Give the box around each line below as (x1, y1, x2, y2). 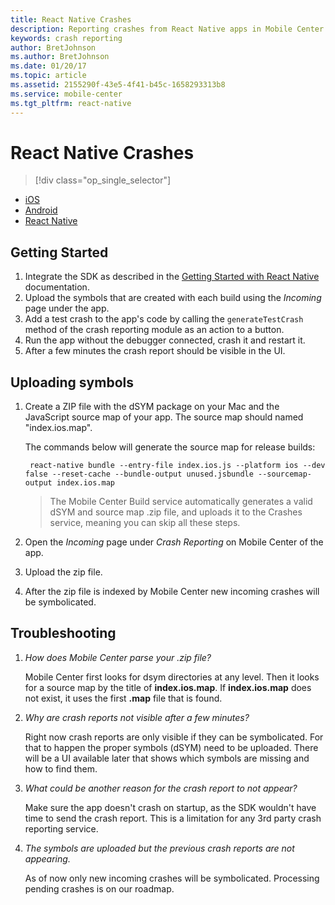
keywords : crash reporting (10, 33, 123, 43)
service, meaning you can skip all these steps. (49, 517, 241, 529)
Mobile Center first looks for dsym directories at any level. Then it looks (24, 671, 320, 683)
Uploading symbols (10, 374, 134, 391)
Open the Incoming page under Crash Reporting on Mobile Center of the (24, 536, 324, 548)
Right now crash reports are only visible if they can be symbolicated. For (24, 731, 324, 743)
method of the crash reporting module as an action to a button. (24, 324, 285, 336)
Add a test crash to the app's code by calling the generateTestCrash (24, 313, 304, 325)
